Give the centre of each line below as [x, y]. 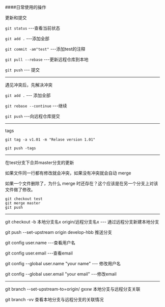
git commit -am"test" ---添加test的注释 [45, 49]
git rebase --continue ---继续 [36, 106]
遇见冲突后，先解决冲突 [29, 85]
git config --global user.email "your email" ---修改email [61, 274]
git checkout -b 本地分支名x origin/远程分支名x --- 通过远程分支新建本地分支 [82, 222]
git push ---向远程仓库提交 [33, 116]
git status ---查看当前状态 [33, 28]
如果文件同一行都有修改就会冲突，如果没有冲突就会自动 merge [68, 173]
